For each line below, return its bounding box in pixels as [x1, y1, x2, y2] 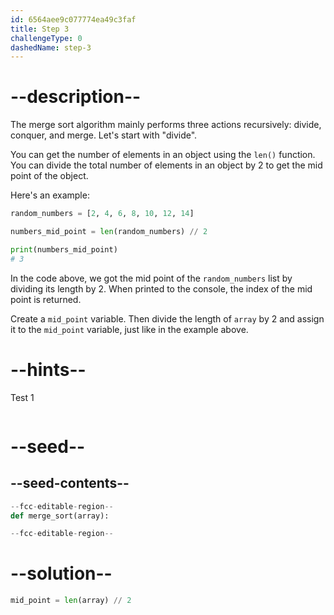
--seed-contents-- [10, 475, 130, 492]
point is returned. [10, 293, 82, 305]
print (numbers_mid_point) [10, 244, 118, 255]
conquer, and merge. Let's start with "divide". [10, 129, 198, 141]
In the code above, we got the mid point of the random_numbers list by [10, 272, 293, 284]
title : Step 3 [10, 24, 70, 34]
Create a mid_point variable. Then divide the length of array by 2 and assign [10, 312, 325, 325]
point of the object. [10, 170, 89, 182]
